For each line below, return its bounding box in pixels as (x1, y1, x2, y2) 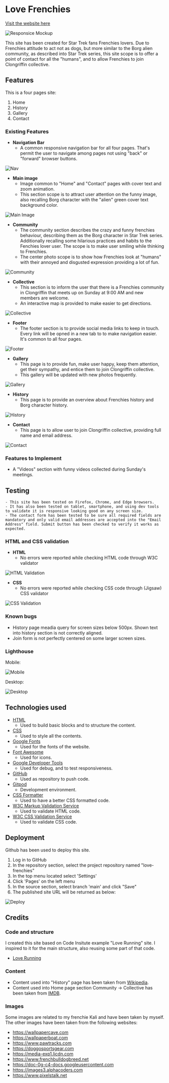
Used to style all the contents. (20, 733, 82, 739)
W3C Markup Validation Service (12, 802, 79, 808)
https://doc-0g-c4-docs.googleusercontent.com (12, 1061, 114, 1067)
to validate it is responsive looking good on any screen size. (5, 509, 143, 514)
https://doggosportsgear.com (12, 1045, 74, 1051)
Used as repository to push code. (20, 776, 90, 782)
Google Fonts (12, 738, 41, 744)
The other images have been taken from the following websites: (5, 1019, 138, 1025)
